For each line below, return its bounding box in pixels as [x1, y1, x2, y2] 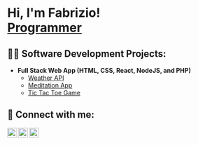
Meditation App [27, 81, 73, 89]
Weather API [27, 74, 64, 82]
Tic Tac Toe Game [27, 89, 80, 97]
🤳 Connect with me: [7, 109, 94, 120]
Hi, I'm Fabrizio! [7, 5, 101, 21]
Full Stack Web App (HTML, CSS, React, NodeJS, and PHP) [17, 67, 191, 74]
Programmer [7, 20, 83, 36]
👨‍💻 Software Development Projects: [7, 48, 167, 60]
